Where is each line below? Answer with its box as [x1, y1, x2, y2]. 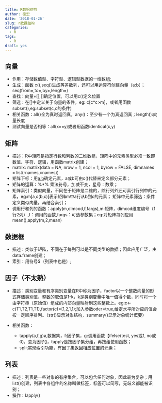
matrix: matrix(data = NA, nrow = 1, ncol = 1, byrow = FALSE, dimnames [12, 164, 154, 170]
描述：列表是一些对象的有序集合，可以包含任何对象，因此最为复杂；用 [12, 374, 153, 380]
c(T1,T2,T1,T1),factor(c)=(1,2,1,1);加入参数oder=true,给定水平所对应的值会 [12, 306, 157, 312]
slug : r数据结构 [5, 20, 35, 26]
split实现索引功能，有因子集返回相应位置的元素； [19, 345, 117, 351]
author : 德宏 [5, 12, 30, 16]
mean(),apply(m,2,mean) [12, 217, 62, 223]
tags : [5, 34, 16, 39]
